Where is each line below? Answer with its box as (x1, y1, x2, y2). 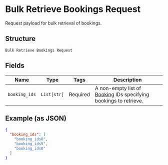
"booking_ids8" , (14, 136, 48, 142)
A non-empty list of (94, 84, 141, 91)
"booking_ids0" (14, 146, 46, 151)
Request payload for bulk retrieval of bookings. (5, 20, 102, 26)
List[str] (40, 91, 64, 97)
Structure (5, 34, 36, 43)
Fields (5, 61, 25, 70)
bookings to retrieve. (94, 97, 143, 104)
